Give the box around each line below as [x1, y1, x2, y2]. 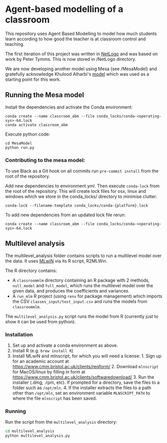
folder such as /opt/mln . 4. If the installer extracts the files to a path [12, 385, 152, 391]
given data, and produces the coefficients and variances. [12, 288, 130, 294]
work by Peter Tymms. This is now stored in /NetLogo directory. [5, 56, 137, 62]
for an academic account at [12, 358, 69, 364]
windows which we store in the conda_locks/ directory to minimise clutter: [5, 193, 158, 200]
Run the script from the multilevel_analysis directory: [5, 419, 117, 425]
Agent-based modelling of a [5, 3, 124, 15]
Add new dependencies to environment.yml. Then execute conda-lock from [5, 183, 160, 189]
